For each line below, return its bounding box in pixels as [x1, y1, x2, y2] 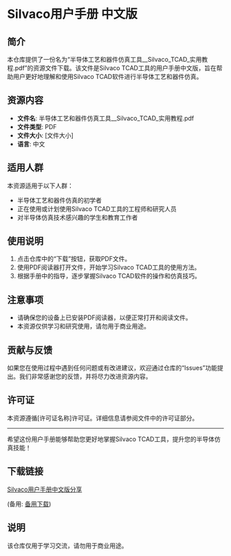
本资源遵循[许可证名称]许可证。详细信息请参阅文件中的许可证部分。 [7, 414, 199, 422]
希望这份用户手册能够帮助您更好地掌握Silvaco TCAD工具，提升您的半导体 [7, 434, 215, 443]
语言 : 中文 [16, 140, 45, 148]
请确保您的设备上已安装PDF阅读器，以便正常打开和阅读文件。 [16, 313, 192, 322]
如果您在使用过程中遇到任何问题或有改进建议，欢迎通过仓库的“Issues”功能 [7, 364, 218, 372]
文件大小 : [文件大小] [16, 131, 74, 140]
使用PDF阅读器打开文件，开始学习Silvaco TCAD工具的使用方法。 [16, 263, 201, 271]
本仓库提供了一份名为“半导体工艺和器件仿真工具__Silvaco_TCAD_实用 [7, 56, 202, 63]
